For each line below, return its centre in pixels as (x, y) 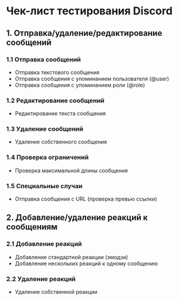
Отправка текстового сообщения (57, 72)
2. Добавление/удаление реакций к (77, 218)
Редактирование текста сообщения (60, 113)
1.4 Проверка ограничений (47, 158)
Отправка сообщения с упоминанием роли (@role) (80, 85)
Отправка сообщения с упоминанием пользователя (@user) (92, 78)
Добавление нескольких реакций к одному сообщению (86, 263)
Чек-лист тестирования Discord (90, 11)
